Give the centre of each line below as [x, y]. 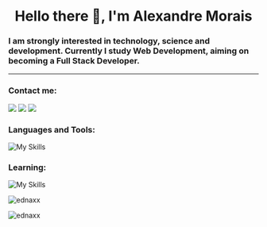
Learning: [27, 167]
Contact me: [33, 90]
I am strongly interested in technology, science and [109, 41]
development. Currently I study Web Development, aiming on [129, 51]
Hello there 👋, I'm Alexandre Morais [133, 16]
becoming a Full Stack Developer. [74, 61]
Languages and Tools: [52, 129]
